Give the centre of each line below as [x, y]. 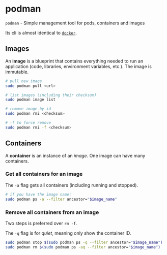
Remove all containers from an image [52, 212]
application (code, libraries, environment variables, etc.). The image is [78, 66]
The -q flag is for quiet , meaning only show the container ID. [68, 233]
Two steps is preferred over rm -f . [41, 223]
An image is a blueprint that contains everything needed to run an [74, 61]
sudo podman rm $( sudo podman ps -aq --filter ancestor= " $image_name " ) [83, 247]
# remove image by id [28, 109]
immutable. [17, 72]
